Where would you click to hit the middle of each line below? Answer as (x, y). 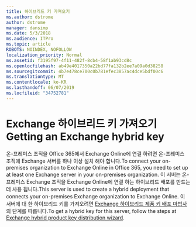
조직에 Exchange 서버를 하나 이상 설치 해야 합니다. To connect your (83, 161)
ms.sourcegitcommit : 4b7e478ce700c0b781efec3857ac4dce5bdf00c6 (85, 71)
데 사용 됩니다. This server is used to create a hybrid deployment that (88, 189)
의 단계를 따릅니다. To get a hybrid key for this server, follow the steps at (91, 211)
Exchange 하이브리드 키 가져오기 (82, 124)
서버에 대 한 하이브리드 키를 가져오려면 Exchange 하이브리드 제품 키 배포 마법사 (97, 204)
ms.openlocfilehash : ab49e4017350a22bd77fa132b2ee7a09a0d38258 (85, 66)
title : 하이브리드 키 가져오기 (38, 11)
